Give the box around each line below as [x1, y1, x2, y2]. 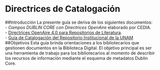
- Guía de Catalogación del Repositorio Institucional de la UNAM [5, 35, 134, 41]
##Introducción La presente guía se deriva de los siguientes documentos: [5, 19, 153, 25]
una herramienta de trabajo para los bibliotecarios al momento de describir [5, 50, 155, 56]
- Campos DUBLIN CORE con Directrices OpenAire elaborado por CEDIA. [5, 24, 152, 30]
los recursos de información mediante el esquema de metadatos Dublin [5, 55, 148, 61]
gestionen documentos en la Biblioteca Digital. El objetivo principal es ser [5, 45, 152, 51]
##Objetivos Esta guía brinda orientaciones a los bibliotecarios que [5, 40, 140, 45]
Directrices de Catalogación [5, 3, 121, 14]
